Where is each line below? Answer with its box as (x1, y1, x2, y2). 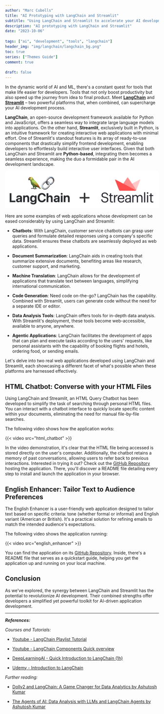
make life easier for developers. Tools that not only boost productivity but (5, 89, 153, 95)
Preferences (5, 493, 43, 501)
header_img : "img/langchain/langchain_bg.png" (5, 44, 102, 49)
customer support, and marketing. (12, 263, 81, 269)
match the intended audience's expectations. (5, 521, 96, 527)
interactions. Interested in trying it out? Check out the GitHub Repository (5, 460, 150, 466)
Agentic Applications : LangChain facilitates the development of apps (12, 332, 152, 338)
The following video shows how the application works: (5, 426, 115, 432)
